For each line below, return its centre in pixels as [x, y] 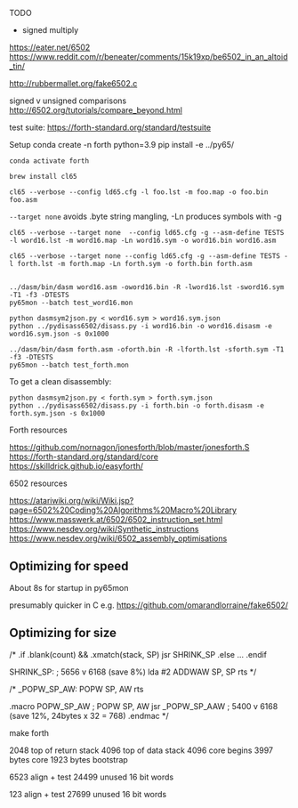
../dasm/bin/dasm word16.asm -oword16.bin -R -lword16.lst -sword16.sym [147, 287]
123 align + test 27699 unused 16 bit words [88, 794]
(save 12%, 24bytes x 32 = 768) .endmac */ [89, 715]
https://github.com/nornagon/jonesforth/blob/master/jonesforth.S [129, 447]
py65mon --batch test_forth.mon [69, 365]
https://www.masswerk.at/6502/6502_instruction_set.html [116, 519]
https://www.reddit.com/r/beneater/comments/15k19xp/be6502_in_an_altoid [149, 57]
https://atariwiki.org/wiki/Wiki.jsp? [72, 501]
